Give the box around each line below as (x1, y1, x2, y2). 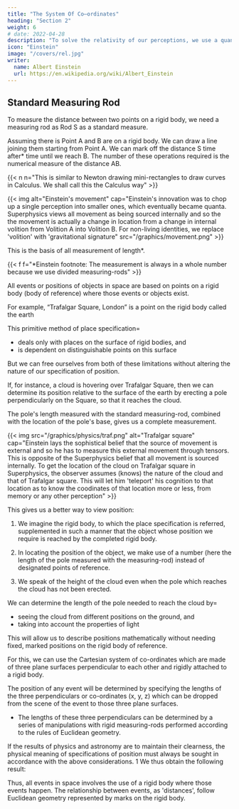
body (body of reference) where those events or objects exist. (7, 289, 190, 298)
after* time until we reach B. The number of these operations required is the (7, 152, 230, 160)
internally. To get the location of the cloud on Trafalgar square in (7, 461, 196, 470)
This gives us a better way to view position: (7, 505, 134, 514)
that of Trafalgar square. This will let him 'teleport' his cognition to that (7, 477, 213, 485)
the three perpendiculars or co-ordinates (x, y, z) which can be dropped (7, 692, 218, 701)
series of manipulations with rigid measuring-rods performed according (17, 721, 228, 729)
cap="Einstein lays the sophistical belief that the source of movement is (7, 439, 218, 448)
